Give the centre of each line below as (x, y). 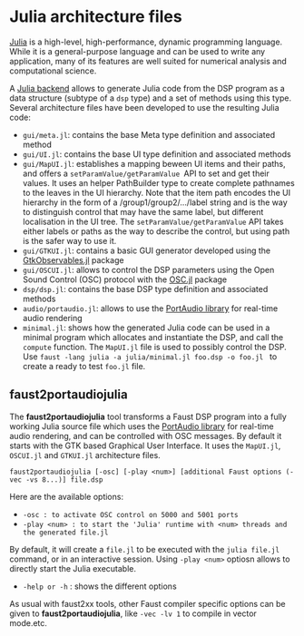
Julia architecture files (96, 17)
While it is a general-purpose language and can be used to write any (137, 51)
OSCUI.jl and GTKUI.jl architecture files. (85, 455)
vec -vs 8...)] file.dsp (56, 479)
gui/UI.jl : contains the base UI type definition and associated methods (157, 154)
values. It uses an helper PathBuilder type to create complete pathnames (158, 182)
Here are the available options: (67, 496)
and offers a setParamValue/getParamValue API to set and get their (146, 173)
